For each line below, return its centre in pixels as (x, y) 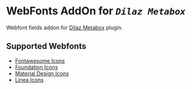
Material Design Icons (42, 73)
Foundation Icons (36, 67)
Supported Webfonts (46, 46)
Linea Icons (29, 79)
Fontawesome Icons (40, 60)
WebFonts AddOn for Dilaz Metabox (96, 11)
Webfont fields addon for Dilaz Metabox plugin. (64, 27)
